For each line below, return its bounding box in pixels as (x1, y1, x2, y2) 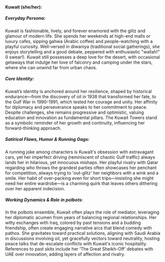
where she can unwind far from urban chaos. (5, 64, 98, 70)
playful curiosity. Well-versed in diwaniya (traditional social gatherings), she (5, 44, 160, 49)
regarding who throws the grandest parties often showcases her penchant (5, 165, 157, 171)
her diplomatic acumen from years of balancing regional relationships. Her (5, 215, 157, 220)
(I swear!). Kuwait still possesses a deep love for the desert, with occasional (5, 54, 160, 60)
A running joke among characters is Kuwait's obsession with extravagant (5, 149, 154, 155)
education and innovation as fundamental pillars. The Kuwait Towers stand (5, 114, 158, 121)
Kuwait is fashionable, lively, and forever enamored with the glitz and (5, 28, 146, 34)
